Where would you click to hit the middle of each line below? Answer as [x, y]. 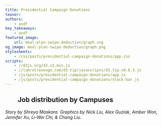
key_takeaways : [21, 28]
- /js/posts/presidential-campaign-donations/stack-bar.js [77, 79]
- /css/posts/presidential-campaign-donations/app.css [72, 56]
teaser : [13, 14]
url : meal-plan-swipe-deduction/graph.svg [59, 42]
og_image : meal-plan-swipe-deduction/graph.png [56, 47]
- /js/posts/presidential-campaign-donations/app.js [70, 75]
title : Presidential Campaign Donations [48, 10]
